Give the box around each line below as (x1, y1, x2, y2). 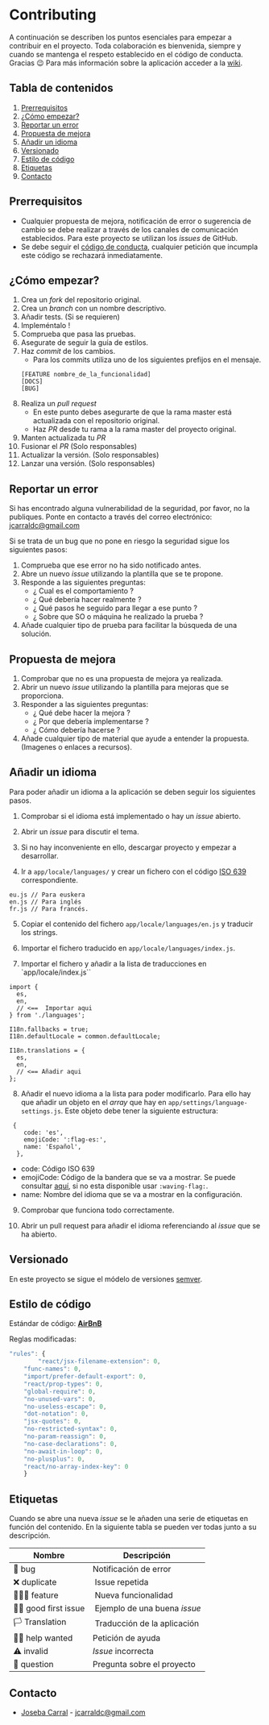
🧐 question (13, 1659, 54, 1670)
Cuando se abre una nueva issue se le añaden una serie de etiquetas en (9, 1514, 249, 1523)
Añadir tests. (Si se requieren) (20, 312, 120, 322)
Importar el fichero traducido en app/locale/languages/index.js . (20, 943, 236, 953)
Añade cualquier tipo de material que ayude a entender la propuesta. (20, 734, 250, 743)
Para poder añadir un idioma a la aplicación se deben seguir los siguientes (9, 787, 256, 796)
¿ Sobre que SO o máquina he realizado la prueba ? (32, 612, 204, 621)
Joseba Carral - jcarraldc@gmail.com (20, 1707, 146, 1717)
